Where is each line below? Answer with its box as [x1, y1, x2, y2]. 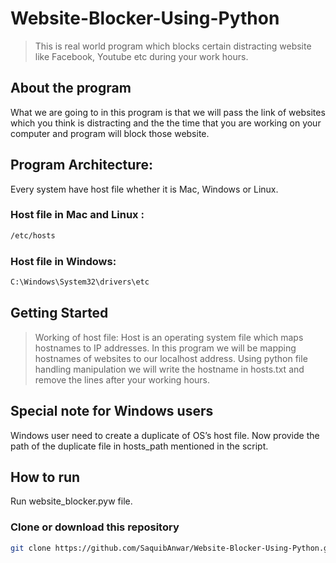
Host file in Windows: [10, 254, 117, 268]
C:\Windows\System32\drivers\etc [10, 277, 150, 287]
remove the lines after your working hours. [34, 373, 211, 386]
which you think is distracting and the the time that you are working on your [10, 117, 322, 129]
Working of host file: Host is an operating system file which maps [34, 331, 304, 343]
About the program [10, 80, 132, 97]
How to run [10, 468, 81, 486]
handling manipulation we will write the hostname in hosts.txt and [34, 363, 305, 375]
